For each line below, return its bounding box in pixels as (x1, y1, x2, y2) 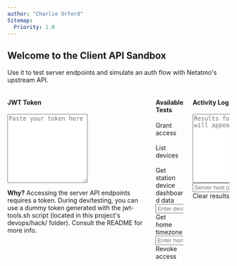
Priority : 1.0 (13, 23, 55, 30)
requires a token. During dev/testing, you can (7, 196, 139, 205)
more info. (7, 226, 37, 235)
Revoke (155, 245, 178, 253)
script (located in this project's (31, 211, 121, 219)
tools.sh (7, 211, 30, 219)
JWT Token (7, 98, 42, 107)
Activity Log (193, 98, 229, 107)
